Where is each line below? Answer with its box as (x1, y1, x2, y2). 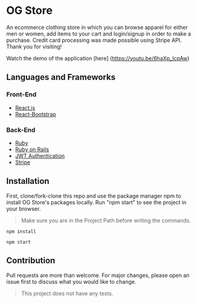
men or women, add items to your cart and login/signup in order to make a (6, 30, 192, 37)
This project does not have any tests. (21, 290, 114, 297)
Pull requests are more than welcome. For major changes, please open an (6, 272, 190, 279)
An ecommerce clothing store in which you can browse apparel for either (6, 24, 189, 31)
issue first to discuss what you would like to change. (6, 278, 137, 285)
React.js (15, 104, 36, 111)
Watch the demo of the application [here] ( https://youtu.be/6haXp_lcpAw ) (6, 54, 190, 62)
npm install (6, 228, 36, 235)
